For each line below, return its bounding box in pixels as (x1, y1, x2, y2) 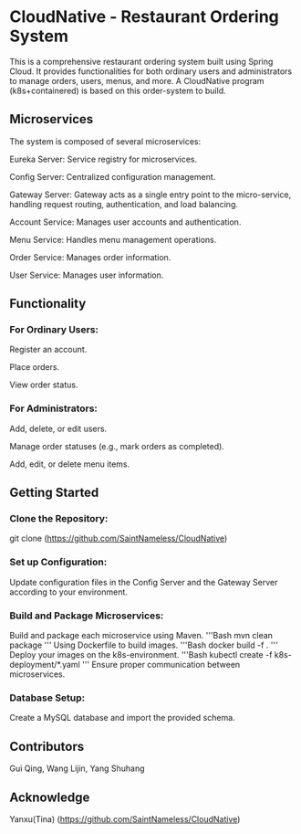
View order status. (9, 379, 78, 390)
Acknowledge (9, 789, 90, 805)
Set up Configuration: (9, 555, 108, 568)
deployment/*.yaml (9, 660, 80, 670)
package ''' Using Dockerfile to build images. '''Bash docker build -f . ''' (9, 639, 278, 650)
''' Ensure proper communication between (81, 660, 241, 670)
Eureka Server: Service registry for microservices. (9, 153, 198, 164)
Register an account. (9, 344, 88, 355)
